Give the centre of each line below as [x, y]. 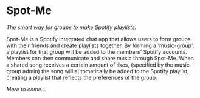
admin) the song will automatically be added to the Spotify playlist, [106, 71]
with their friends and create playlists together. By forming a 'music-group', [100, 45]
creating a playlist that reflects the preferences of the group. [82, 77]
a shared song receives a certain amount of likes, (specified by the [90, 65]
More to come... [26, 89]
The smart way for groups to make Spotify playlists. [71, 27]
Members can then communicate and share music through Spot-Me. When [100, 58]
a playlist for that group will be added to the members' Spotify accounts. [97, 51]
